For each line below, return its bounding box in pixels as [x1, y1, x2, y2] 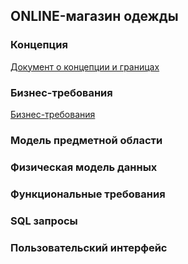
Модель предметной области [10, 133, 163, 147]
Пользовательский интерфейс [10, 240, 168, 254]
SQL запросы [10, 214, 78, 228]
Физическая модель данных [10, 160, 158, 174]
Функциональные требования [10, 187, 166, 201]
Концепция [10, 38, 68, 52]
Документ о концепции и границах [10, 60, 160, 73]
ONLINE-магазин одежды [10, 8, 179, 25]
